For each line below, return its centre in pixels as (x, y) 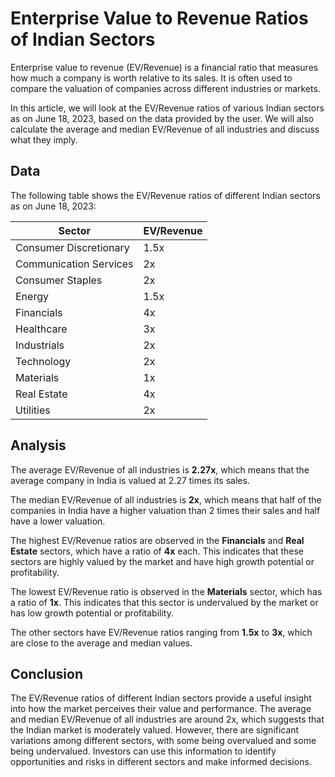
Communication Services (74, 264)
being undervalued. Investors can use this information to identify (143, 751)
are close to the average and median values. (101, 643)
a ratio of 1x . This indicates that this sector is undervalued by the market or (164, 602)
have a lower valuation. (58, 521)
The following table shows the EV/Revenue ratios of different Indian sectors (165, 195)
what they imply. (44, 139)
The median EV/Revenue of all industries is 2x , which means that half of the (166, 499)
